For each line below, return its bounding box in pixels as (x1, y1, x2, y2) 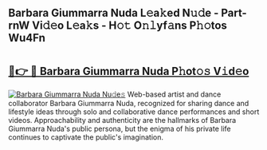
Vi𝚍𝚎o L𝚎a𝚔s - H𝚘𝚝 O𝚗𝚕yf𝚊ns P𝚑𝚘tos (31, 19, 227, 33)
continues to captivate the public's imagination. (8, 132, 163, 142)
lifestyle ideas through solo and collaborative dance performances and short (8, 107, 260, 116)
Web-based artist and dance (127, 89, 222, 99)
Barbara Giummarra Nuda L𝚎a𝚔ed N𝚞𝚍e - (8, 6, 219, 20)
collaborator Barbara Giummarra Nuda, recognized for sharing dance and (8, 99, 249, 108)
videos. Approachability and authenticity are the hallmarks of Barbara (8, 116, 237, 124)
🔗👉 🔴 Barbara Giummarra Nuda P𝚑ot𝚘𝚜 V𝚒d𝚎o (8, 64, 249, 78)
